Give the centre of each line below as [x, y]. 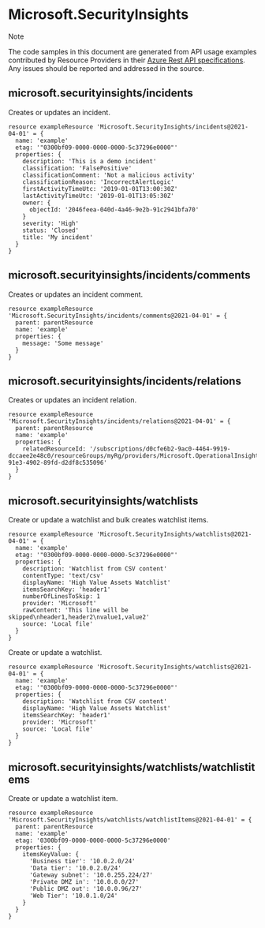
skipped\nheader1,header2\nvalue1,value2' [79, 617]
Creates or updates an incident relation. [72, 400]
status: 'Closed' [51, 230]
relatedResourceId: [54, 449]
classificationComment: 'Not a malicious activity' [109, 175]
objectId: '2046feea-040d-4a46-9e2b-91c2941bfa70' [114, 210]
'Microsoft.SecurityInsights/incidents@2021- [172, 127]
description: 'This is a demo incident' [90, 161]
